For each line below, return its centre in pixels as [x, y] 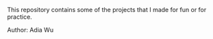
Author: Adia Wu [30, 30]
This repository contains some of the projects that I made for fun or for [107, 10]
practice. [20, 17]
